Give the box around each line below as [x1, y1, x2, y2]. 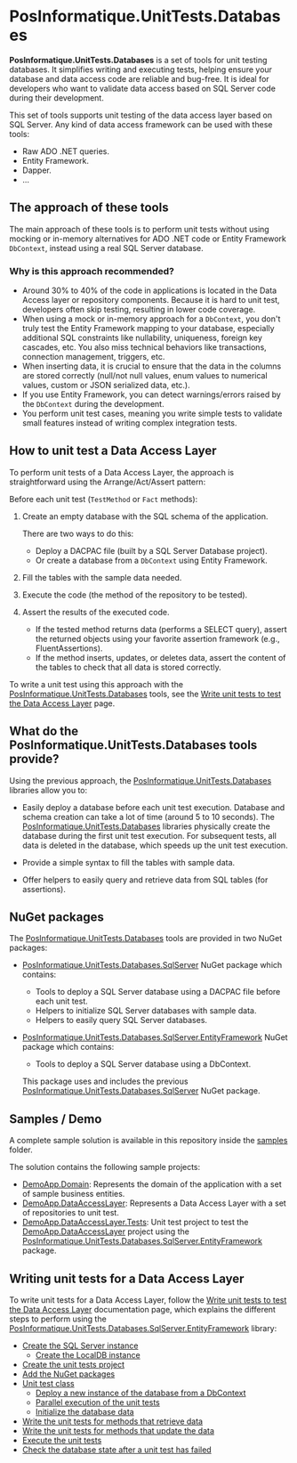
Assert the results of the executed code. [21, 606, 170, 617]
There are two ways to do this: [21, 528, 134, 539]
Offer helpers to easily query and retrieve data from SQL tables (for [21, 874, 269, 885]
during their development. [9, 92, 104, 103]
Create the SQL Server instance [21, 1340, 139, 1351]
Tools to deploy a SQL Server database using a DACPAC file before [35, 987, 281, 997]
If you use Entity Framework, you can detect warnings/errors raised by [21, 389, 282, 400]
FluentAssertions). [35, 643, 103, 654]
